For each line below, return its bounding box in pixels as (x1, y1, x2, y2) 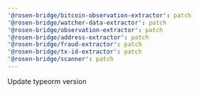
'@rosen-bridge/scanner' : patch (7, 56, 114, 63)
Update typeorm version (7, 76, 87, 86)
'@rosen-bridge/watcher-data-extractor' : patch (7, 19, 167, 27)
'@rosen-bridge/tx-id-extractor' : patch (7, 48, 143, 56)
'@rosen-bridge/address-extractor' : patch (7, 33, 149, 42)
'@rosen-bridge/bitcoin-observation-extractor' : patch (7, 11, 192, 20)
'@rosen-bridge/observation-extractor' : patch (7, 26, 163, 34)
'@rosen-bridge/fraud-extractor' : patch (7, 41, 143, 49)
